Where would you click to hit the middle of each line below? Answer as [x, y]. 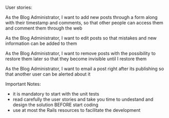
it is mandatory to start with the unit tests [56, 94]
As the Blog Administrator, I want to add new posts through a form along [81, 17]
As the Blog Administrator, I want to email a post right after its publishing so [85, 69]
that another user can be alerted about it [48, 74]
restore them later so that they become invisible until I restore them [76, 59]
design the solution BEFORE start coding [56, 105]
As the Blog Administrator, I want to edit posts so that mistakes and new [81, 38]
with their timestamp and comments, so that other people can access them [84, 23]
